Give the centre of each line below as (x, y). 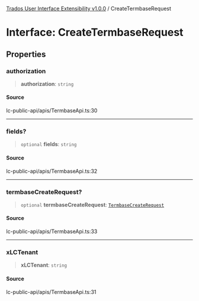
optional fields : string (49, 144)
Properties (26, 54)
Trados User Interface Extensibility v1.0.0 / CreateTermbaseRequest (89, 9)
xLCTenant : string (44, 265)
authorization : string (47, 84)
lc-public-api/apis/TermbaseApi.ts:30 (52, 111)
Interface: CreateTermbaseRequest (95, 33)
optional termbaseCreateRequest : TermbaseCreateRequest (92, 205)
